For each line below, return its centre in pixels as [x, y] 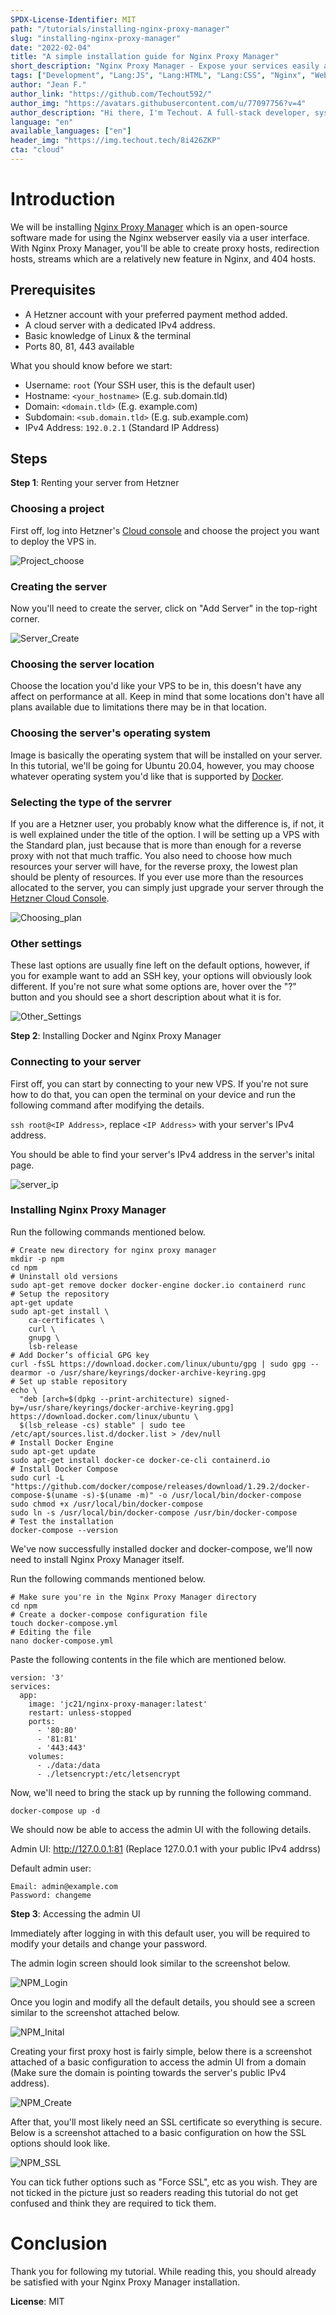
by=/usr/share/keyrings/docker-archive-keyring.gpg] [122, 1407]
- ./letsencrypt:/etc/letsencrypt [109, 1774]
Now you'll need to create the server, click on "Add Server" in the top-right [164, 608]
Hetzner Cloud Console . [60, 898]
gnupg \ [44, 1337]
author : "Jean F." [48, 85]
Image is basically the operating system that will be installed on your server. [166, 755]
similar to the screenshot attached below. [95, 2012]
